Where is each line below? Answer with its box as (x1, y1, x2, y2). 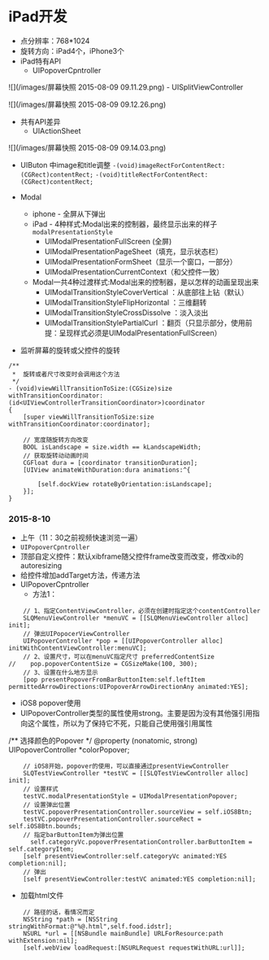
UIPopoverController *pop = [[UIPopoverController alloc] (23, 637, 223, 646)
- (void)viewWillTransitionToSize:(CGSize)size (8, 384, 173, 392)
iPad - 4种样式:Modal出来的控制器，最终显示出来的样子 (32, 219, 218, 229)
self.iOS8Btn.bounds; (8, 822, 82, 831)
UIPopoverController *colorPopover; (8, 745, 130, 755)
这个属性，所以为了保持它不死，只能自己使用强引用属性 (27, 718, 213, 729)
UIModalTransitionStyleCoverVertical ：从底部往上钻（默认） (44, 287, 249, 297)
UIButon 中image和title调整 (20, 160, 111, 169)
